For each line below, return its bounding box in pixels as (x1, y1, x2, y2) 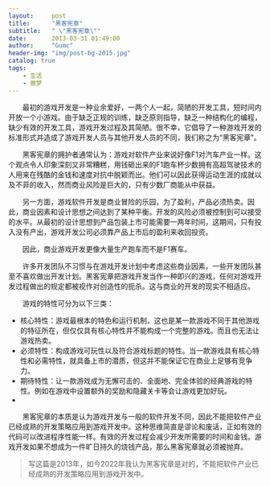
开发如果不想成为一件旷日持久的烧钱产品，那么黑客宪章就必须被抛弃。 (14, 442, 247, 451)
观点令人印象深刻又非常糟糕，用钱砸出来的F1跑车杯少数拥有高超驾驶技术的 (14, 159, 262, 169)
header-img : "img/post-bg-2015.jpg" (8, 49, 131, 57)
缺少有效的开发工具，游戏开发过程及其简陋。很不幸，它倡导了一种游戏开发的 (8, 122, 262, 132)
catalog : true (8, 57, 56, 65)
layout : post (8, 11, 67, 20)
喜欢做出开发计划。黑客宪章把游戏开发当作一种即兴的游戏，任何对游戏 (22, 271, 255, 281)
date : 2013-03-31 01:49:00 (8, 34, 121, 43)
